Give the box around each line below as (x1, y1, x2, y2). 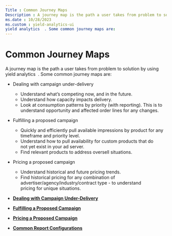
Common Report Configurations (12, 225, 83, 231)
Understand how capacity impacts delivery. (20, 96, 113, 103)
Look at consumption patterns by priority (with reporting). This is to (20, 102, 163, 108)
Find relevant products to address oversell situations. (20, 149, 133, 155)
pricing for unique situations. (20, 185, 81, 191)
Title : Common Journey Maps (5, 7, 68, 13)
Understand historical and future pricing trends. (20, 169, 121, 175)
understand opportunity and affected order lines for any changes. (20, 107, 159, 113)
